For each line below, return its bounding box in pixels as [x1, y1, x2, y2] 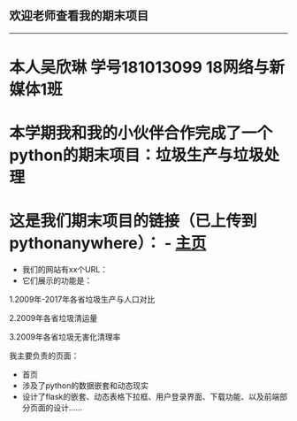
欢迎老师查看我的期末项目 [9, 8, 148, 24]
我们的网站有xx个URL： [21, 264, 109, 275]
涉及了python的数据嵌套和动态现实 [21, 380, 148, 391]
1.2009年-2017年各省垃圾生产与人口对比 [9, 295, 156, 305]
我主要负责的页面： [9, 350, 80, 361]
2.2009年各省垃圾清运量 [9, 313, 98, 324]
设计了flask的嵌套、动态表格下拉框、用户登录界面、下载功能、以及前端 [21, 392, 280, 402]
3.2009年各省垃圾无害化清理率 [9, 332, 121, 342]
